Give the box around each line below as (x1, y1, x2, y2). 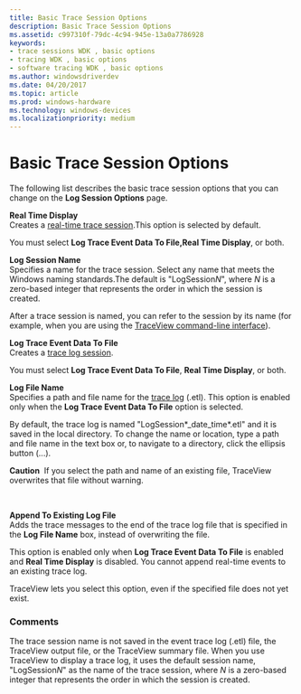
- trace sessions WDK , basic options (9, 47, 155, 56)
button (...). (9, 448, 52, 459)
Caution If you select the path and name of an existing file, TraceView (9, 465, 272, 476)
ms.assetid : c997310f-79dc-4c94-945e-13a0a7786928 (9, 30, 204, 39)
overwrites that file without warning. (9, 475, 145, 486)
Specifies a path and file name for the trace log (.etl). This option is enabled (9, 392, 291, 403)
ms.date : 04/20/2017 (9, 80, 88, 89)
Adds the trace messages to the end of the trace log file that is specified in (9, 520, 287, 530)
